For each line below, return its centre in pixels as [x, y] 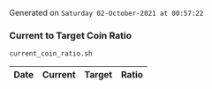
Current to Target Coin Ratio [71, 35]
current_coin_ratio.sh [51, 54]
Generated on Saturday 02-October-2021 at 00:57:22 [106, 13]
